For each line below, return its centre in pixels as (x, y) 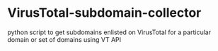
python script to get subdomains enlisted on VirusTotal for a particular (109, 32)
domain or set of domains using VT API (64, 39)
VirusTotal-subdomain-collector (104, 13)
